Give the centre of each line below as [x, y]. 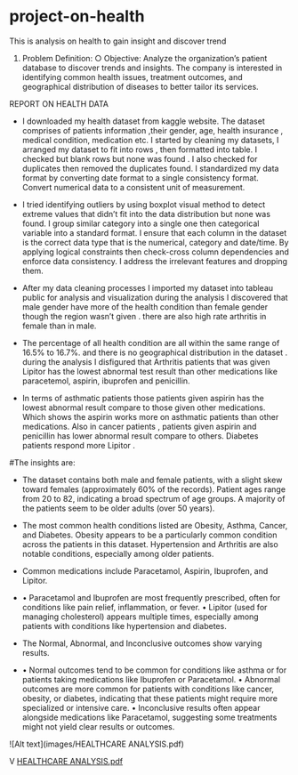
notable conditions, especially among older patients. [118, 553]
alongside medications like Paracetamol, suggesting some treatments [149, 717]
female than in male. [59, 326]
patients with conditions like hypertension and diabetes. [124, 626]
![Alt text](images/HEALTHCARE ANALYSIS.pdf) [97, 744]
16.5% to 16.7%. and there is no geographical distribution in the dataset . [154, 352]
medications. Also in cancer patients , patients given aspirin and [139, 426]
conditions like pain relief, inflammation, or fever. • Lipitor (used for [145, 607]
